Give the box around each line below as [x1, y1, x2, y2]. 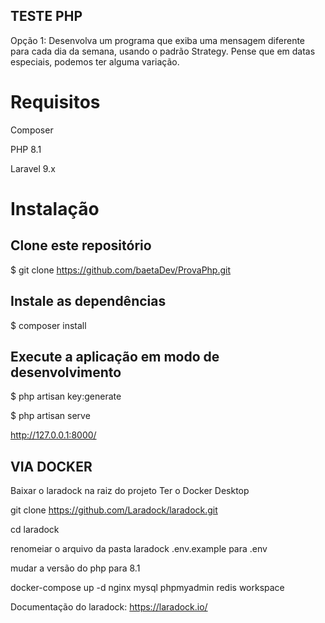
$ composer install [10, 319, 87, 331]
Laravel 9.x [10, 162, 56, 174]
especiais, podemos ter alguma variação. [10, 55, 180, 68]
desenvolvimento [10, 364, 122, 381]
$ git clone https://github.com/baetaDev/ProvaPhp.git [10, 264, 232, 276]
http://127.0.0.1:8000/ [10, 429, 97, 441]
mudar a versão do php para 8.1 [10, 562, 141, 574]
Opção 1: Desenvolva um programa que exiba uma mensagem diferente [10, 34, 306, 46]
